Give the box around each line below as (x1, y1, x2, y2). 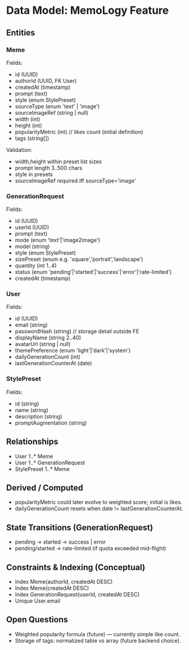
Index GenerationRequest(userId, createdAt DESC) (14, 591, 140, 598)
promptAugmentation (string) (14, 419, 87, 427)
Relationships (6, 437, 59, 447)
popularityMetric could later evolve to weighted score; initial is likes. (14, 499, 182, 506)
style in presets (14, 171, 53, 178)
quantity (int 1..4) (14, 262, 57, 269)
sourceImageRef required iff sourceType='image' (14, 177, 136, 184)
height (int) (14, 121, 42, 129)
